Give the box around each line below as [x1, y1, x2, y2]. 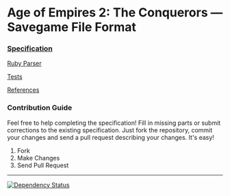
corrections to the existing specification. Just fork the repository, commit [7, 125, 213, 134]
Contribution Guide [7, 103, 73, 112]
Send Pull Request [16, 161, 69, 169]
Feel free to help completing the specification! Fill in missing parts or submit [7, 119, 221, 127]
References [7, 86, 40, 94]
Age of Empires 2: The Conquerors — [7, 5, 223, 21]
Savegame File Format [7, 19, 137, 35]
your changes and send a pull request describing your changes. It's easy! [7, 133, 214, 141]
